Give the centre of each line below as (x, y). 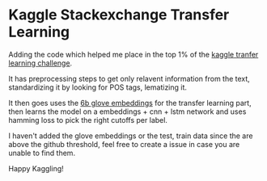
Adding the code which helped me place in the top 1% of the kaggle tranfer (133, 54)
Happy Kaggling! (36, 168)
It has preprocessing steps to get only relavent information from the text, (129, 78)
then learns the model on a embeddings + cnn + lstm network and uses (127, 112)
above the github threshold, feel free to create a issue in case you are (124, 144)
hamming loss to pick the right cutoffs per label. (88, 120)
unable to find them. (42, 153)
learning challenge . (40, 63)
